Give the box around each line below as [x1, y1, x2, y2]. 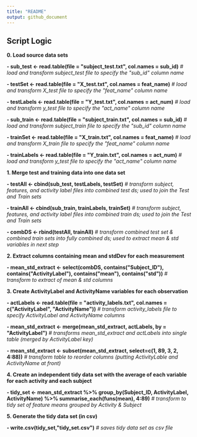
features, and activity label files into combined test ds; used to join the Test [6, 187, 189, 194]
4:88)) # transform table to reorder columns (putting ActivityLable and [6, 353, 178, 360]
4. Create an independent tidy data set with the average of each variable [6, 371, 187, 378]
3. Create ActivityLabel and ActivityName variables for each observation [6, 288, 188, 295]
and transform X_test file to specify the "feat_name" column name [6, 87, 168, 94]
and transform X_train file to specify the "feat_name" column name [6, 140, 170, 147]
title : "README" [6, 8, 46, 15]
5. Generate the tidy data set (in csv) [6, 413, 98, 420]
